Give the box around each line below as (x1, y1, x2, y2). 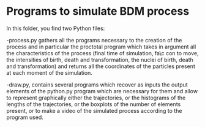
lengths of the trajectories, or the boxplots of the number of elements (6, 100, 181, 108)
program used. (6, 114, 44, 121)
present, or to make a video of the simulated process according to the (6, 107, 182, 114)
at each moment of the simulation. (6, 69, 93, 76)
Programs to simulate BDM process (6, 4, 190, 18)
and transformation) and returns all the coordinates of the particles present (6, 63, 196, 70)
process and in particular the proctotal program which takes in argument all (6, 43, 196, 50)
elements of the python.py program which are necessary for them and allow (6, 87, 198, 94)
